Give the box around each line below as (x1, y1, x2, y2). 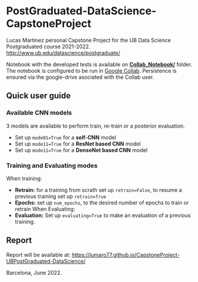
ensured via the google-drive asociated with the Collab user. (6, 73, 155, 80)
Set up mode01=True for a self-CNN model (14, 134, 117, 141)
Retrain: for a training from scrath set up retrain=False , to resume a (14, 186, 183, 193)
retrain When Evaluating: (14, 205, 76, 212)
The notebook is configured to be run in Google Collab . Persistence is (6, 67, 177, 74)
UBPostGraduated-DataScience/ (6, 258, 86, 265)
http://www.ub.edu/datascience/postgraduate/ (6, 49, 121, 56)
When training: (6, 175, 43, 182)
